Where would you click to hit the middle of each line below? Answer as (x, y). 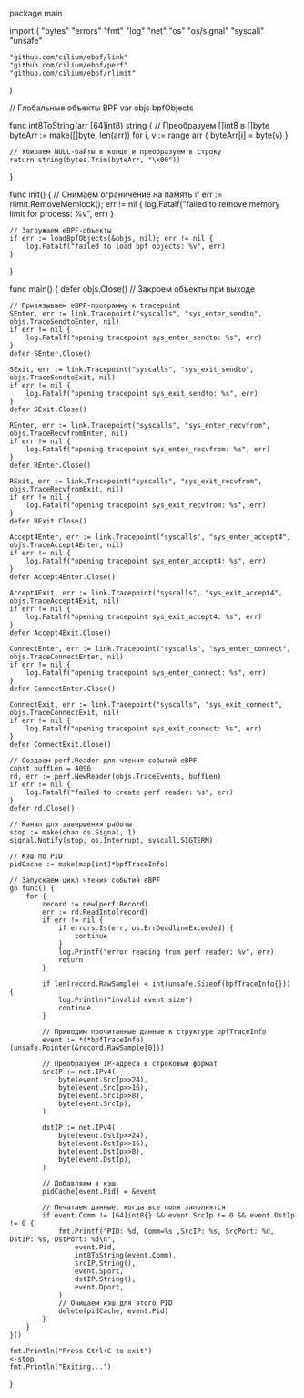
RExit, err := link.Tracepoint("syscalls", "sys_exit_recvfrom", (136, 482)
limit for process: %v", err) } (62, 214)
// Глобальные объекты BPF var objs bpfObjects (101, 108)
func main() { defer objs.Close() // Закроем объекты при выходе (132, 289)
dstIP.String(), (105, 1279)
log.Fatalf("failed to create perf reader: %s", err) (130, 792)
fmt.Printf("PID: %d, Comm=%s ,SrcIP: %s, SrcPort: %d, (166, 1231)
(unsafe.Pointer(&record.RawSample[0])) (87, 1048)
